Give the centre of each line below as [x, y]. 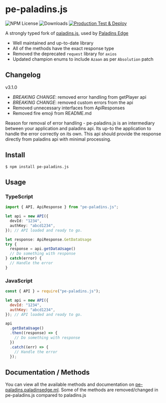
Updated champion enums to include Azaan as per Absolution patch [83, 59]
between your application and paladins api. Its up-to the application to [78, 128]
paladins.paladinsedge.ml [32, 390]
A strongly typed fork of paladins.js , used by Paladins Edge [67, 33]
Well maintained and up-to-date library [53, 43]
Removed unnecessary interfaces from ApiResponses [69, 108]
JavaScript [19, 280]
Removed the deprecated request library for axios [65, 54]
